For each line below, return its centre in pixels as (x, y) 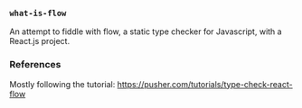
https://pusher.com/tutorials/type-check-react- (205, 84)
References (35, 65)
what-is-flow (38, 13)
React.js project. (40, 41)
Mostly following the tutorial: (62, 84)
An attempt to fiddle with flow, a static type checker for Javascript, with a (146, 31)
